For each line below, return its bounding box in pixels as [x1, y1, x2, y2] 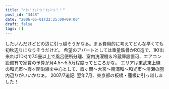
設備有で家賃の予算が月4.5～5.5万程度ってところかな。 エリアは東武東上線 [5, 60, 161, 66]
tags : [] [5, 26, 24, 31]
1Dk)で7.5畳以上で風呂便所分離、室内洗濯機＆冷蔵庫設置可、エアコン [18, 54, 161, 60]
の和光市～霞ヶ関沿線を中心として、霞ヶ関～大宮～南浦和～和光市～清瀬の [5, 66, 160, 72]
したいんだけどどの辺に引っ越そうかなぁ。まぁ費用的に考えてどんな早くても [5, 41, 164, 47]
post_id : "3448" [5, 12, 39, 17]
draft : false [5, 21, 33, 27]
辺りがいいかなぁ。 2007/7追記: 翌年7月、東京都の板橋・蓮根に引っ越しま [9, 72, 163, 78]
